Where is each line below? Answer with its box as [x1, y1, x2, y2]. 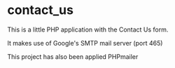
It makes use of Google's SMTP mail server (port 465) [7, 39, 163, 47]
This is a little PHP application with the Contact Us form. [7, 25, 169, 34]
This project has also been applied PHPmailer [7, 52, 139, 61]
